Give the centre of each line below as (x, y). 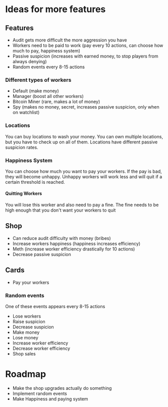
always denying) (30, 61)
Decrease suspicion (33, 327)
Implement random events (40, 393)
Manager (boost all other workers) (48, 96)
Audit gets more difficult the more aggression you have (70, 40)
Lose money (25, 338)
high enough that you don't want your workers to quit (61, 210)
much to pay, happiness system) (46, 51)
